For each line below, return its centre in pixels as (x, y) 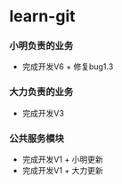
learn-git (42, 16)
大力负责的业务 (41, 92)
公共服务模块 (37, 138)
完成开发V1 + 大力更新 (63, 171)
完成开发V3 (43, 113)
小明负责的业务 (41, 46)
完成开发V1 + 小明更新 (63, 160)
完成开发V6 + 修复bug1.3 (68, 67)
